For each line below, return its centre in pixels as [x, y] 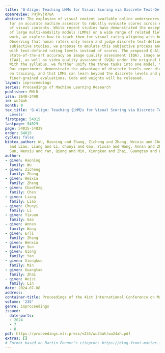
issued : [13, 311]
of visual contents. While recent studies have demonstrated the [78, 28]
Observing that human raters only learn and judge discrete [72, 42]
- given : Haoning [23, 160]
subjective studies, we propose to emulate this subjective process [81, 46]
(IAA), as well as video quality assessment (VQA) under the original [83, 60]
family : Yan [22, 256]
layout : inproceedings [28, 82]
